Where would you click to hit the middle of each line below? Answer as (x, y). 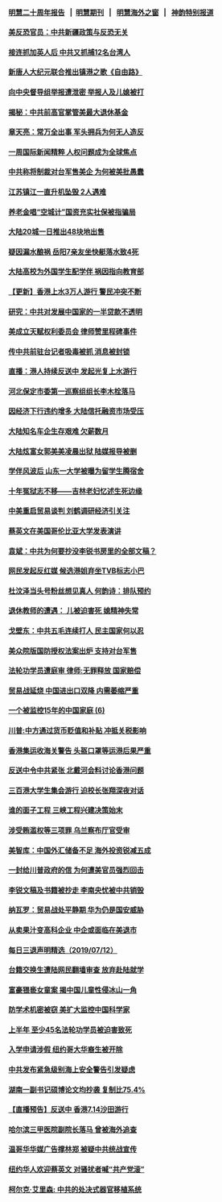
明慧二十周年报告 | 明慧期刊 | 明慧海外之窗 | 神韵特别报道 (111, 12)
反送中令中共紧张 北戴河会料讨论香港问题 (76, 771)
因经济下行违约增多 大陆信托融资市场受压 (76, 411)
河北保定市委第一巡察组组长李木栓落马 (72, 391)
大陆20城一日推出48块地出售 (56, 232)
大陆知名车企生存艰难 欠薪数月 (59, 431)
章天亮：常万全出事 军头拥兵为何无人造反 (76, 132)
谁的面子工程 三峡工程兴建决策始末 (66, 810)
